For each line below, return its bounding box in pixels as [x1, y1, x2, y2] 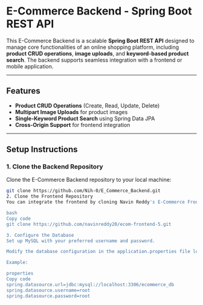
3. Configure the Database [6, 232, 74, 238]
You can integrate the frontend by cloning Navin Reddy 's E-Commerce [6, 199, 185, 205]
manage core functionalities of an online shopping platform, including [6, 43, 179, 51]
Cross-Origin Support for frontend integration [14, 121, 130, 128]
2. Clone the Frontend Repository [6, 193, 94, 200]
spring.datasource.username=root [6, 287, 91, 294]
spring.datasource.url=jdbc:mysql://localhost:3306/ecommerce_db [6, 281, 174, 287]
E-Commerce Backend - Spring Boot [6, 4, 192, 18]
